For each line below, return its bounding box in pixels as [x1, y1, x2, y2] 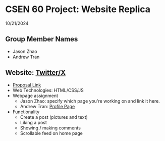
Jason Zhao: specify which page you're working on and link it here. [20, 98, 160, 104]
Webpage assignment [12, 92, 59, 99]
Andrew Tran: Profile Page [20, 103, 75, 109]
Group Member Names [5, 35, 78, 43]
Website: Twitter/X [5, 68, 66, 77]
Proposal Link [12, 82, 41, 88]
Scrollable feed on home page [20, 130, 83, 136]
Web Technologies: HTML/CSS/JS [12, 87, 84, 93]
